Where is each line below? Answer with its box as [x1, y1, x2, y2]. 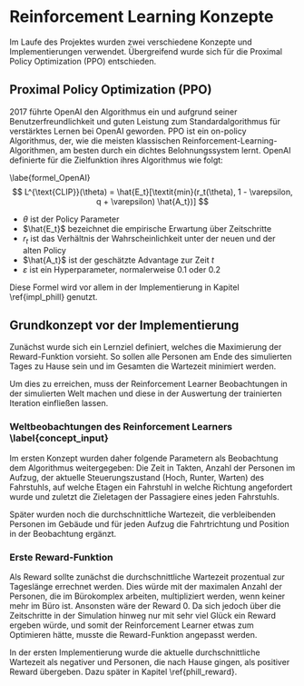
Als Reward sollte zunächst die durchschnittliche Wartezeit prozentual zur [9, 571, 285, 582]
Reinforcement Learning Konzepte [9, 6, 274, 27]
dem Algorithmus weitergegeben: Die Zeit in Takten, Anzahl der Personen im [9, 462, 296, 473]
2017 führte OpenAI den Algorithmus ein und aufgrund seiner [9, 106, 238, 117]
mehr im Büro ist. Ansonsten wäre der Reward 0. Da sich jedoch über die [9, 600, 281, 611]
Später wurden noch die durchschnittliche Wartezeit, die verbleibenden [9, 509, 277, 520]
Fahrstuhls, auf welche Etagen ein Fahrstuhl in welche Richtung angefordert [9, 482, 293, 492]
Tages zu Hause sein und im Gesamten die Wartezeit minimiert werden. [9, 361, 277, 372]
